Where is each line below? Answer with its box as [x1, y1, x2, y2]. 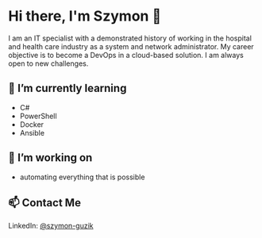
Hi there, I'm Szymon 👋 [8, 7, 162, 25]
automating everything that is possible [19, 172, 145, 182]
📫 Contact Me [8, 196, 82, 209]
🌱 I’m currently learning [8, 82, 127, 95]
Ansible [19, 128, 45, 137]
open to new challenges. [8, 59, 89, 68]
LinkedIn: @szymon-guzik [8, 221, 94, 231]
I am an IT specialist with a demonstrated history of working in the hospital [8, 33, 252, 43]
